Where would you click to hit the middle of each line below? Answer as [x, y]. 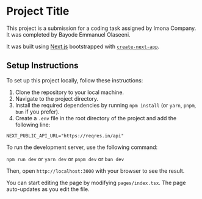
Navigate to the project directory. [57, 98]
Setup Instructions [42, 66]
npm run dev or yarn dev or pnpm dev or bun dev [65, 159]
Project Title [38, 11]
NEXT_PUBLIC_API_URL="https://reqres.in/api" [65, 136]
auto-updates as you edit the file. [48, 189]
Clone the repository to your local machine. [69, 92]
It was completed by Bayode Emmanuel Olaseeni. [68, 34]
